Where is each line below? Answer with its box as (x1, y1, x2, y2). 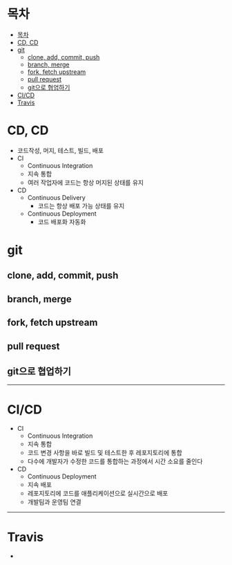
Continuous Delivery (27, 193, 86, 201)
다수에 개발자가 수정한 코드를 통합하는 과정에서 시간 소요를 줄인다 (27, 457, 203, 465)
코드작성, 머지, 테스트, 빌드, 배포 (17, 146, 104, 154)
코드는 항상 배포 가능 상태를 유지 (37, 201, 125, 210)
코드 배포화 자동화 (37, 217, 86, 225)
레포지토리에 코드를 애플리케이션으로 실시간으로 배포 (27, 489, 168, 498)
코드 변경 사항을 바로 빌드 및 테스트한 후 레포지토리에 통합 (27, 449, 183, 457)
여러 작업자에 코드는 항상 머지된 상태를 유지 (27, 178, 144, 187)
